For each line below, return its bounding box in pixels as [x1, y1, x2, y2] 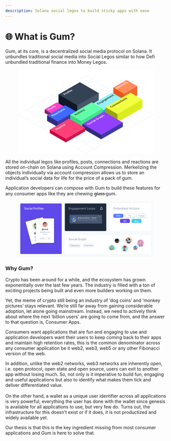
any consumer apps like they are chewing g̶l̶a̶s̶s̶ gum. [5, 190, 117, 196]
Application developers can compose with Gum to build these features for [5, 185, 161, 191]
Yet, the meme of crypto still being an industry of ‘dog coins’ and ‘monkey [5, 297, 161, 303]
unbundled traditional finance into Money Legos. [5, 59, 107, 65]
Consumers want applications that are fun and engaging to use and [5, 329, 147, 335]
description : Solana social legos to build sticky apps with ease [5, 8, 150, 13]
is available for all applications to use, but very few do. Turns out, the [5, 403, 151, 410]
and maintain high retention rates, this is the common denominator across [5, 340, 160, 346]
